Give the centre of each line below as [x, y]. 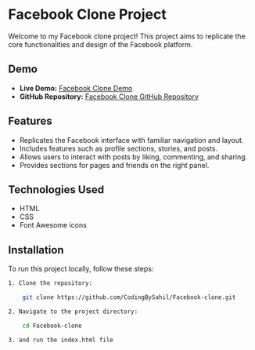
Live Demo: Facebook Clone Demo [76, 88]
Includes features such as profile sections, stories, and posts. [118, 148]
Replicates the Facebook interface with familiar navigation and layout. [131, 140]
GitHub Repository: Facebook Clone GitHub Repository [109, 97]
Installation [36, 250]
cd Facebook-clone [52, 326]
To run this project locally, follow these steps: [81, 269]
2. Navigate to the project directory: [73, 312]
